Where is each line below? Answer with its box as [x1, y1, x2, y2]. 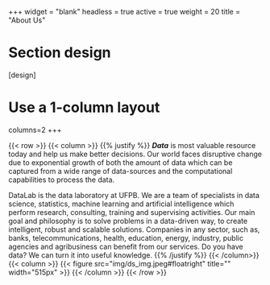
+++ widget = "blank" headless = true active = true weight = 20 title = [8, 7, 240, 16]
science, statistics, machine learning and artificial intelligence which [8, 199, 235, 209]
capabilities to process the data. [8, 175, 115, 184]
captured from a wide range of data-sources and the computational [8, 166, 233, 176]
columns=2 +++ [8, 125, 62, 134]
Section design [8, 43, 111, 62]
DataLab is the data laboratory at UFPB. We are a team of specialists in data [8, 190, 260, 200]
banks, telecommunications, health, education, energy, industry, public [8, 233, 244, 242]
